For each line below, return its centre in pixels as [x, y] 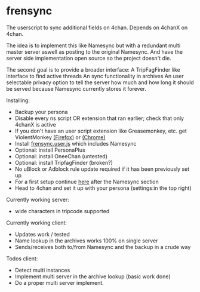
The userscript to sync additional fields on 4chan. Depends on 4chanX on [97, 27]
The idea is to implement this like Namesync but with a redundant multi [93, 45]
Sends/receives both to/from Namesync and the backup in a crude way [103, 247]
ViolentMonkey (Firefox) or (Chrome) [60, 137]
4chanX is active [36, 124]
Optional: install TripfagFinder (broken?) [64, 162]
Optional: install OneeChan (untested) [61, 156]
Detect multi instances [42, 270]
